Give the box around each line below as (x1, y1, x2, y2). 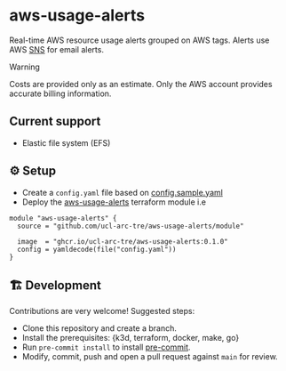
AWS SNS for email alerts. (9, 44, 105, 54)
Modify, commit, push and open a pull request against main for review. (21, 351, 278, 362)
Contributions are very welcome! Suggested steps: (9, 306, 195, 317)
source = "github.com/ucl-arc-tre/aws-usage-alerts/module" (17, 222, 244, 230)
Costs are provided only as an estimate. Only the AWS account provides (9, 78, 273, 89)
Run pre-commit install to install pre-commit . (21, 342, 191, 352)
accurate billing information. (9, 88, 112, 99)
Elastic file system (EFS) (21, 137, 111, 148)
